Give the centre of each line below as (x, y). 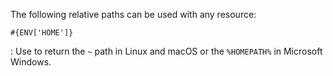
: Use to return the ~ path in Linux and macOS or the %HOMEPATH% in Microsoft (166, 51)
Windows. (31, 62)
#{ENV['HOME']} (42, 33)
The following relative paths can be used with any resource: (133, 14)
